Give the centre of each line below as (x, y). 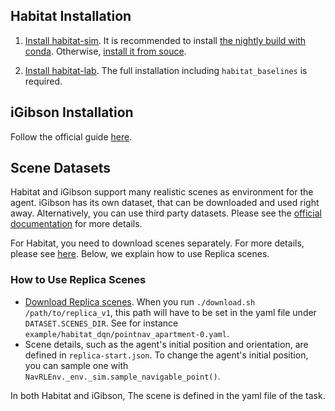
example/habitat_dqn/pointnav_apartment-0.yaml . (127, 333)
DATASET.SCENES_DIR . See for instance (101, 323)
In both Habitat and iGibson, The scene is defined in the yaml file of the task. (168, 395)
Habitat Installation (71, 16)
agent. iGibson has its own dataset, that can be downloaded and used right (165, 203)
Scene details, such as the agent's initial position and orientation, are (166, 344)
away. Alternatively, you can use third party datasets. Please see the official (166, 213)
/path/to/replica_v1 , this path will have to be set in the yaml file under (170, 312)
